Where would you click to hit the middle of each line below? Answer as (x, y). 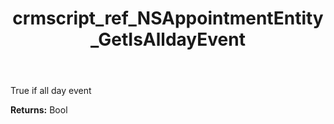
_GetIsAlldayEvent (168, 39)
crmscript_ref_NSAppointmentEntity (168, 18)
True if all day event (51, 91)
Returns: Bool (39, 110)
